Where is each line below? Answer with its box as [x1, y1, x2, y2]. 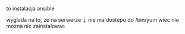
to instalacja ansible [6, 5, 55, 12]
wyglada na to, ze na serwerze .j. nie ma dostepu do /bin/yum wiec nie [6, 16, 180, 23]
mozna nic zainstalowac [6, 23, 65, 29]
